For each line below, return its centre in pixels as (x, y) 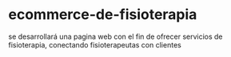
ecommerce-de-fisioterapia (103, 15)
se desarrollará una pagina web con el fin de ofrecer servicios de (115, 36)
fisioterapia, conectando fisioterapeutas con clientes (95, 44)
